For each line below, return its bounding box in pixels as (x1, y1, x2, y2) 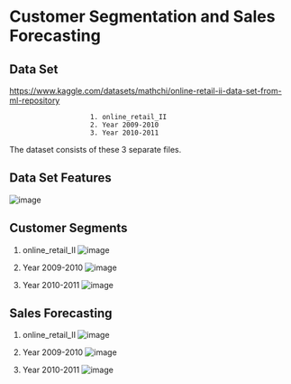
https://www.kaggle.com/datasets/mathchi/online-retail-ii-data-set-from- (9, 86, 282, 96)
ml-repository (9, 95, 60, 106)
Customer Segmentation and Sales (9, 6, 276, 27)
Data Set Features (9, 170, 112, 186)
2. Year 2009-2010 (89, 120, 159, 129)
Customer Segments (9, 220, 128, 236)
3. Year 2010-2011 (89, 128, 159, 137)
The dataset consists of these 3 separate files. (9, 145, 182, 155)
